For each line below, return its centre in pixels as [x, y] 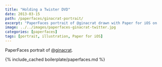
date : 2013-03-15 [23, 14]
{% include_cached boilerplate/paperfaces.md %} [55, 59]
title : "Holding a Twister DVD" [38, 9]
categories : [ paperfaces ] [31, 32]
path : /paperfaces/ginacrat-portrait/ [44, 18]
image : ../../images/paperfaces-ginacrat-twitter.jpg [61, 27]
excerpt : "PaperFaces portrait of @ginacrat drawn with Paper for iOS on [81, 23]
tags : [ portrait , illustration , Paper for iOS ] [54, 37]
